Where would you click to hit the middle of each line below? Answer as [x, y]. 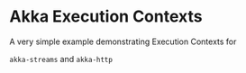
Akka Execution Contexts [106, 17]
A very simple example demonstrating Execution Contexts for [123, 41]
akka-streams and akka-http [61, 59]
